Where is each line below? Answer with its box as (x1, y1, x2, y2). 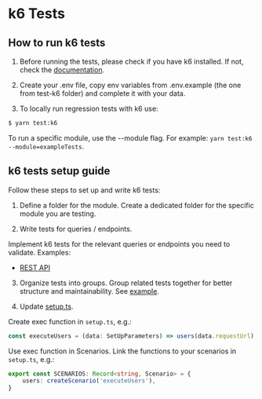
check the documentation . (19, 65, 104, 75)
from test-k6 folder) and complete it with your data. (19, 89, 186, 98)
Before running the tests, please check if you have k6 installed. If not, (19, 57, 244, 66)
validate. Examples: (8, 247, 71, 257)
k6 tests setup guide (8, 164, 111, 178)
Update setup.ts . (19, 302, 74, 311)
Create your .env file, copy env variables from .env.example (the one (19, 80, 242, 90)
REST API (19, 262, 51, 272)
